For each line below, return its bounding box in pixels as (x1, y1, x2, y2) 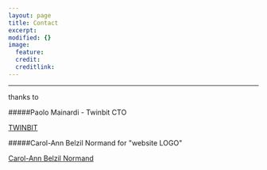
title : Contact (8, 19, 59, 27)
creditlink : (15, 63, 56, 71)
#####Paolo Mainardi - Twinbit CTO (8, 108, 127, 117)
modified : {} (8, 33, 52, 42)
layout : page (8, 11, 52, 20)
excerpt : (8, 26, 37, 34)
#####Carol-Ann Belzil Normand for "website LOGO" (8, 138, 183, 147)
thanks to (8, 92, 39, 101)
